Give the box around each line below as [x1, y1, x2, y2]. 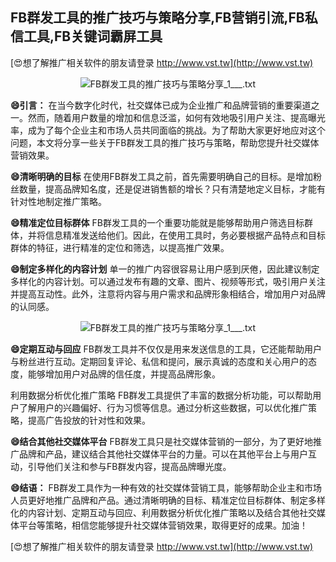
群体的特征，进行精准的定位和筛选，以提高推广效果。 [10, 241, 230, 253]
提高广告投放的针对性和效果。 [27, 414, 151, 426]
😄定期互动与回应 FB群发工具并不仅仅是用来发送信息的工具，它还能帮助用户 [10, 343, 322, 355]
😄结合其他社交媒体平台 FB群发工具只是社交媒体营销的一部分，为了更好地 [10, 435, 313, 447]
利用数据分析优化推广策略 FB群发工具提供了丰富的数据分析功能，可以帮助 [10, 389, 313, 401]
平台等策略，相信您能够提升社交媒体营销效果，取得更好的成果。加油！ [18, 519, 308, 531]
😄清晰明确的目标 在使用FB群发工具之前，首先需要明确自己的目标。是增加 [10, 170, 313, 182]
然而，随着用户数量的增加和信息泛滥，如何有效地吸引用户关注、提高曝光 [27, 111, 326, 123]
